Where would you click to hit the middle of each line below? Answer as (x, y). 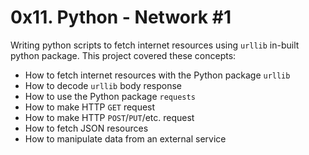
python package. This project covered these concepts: (123, 55)
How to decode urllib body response (103, 85)
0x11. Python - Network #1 (121, 17)
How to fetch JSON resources (86, 128)
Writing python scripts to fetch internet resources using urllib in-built (155, 45)
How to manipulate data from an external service (125, 138)
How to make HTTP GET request (90, 107)
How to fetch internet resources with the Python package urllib (157, 75)
